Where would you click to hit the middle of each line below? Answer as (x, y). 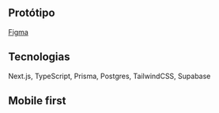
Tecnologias (39, 57)
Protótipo (32, 13)
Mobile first (37, 101)
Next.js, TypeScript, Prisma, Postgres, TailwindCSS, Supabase (109, 76)
